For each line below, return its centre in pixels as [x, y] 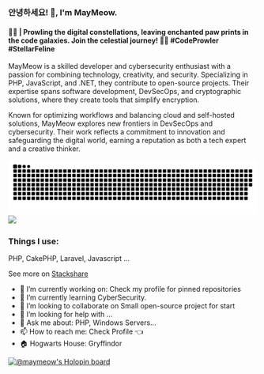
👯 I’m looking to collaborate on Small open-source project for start [127, 306]
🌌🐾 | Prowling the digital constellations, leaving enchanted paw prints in [128, 32]
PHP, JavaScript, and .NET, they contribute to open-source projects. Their [129, 83]
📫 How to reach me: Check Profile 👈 [81, 332]
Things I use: [34, 241]
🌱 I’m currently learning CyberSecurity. [83, 297]
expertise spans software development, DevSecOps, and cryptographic [125, 92]
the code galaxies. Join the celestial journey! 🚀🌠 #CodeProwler [113, 40]
